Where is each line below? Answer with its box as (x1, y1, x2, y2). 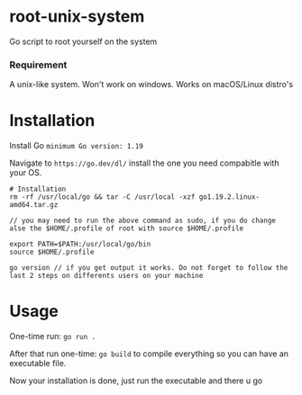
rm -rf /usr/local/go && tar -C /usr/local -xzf (9, 193, 196, 202)
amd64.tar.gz (9, 201, 59, 210)
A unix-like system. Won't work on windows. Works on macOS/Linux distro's (9, 79, 294, 90)
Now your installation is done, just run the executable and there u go (9, 375, 263, 386)
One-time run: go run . (9, 331, 96, 342)
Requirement (9, 58, 68, 71)
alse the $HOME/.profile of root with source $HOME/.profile (9, 224, 244, 233)
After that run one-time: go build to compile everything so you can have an (9, 348, 289, 359)
